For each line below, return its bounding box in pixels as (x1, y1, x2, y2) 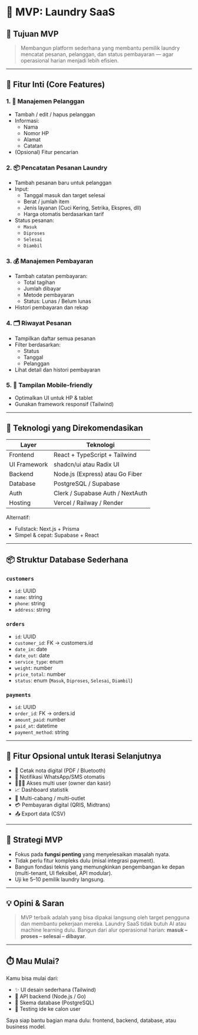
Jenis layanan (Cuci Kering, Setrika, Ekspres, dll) (23, 204, 141, 211)
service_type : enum (14, 658, 64, 665)
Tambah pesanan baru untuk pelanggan (14, 179, 112, 186)
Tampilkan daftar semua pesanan (14, 335, 96, 342)
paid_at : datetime (14, 722, 58, 729)
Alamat (23, 136, 41, 143)
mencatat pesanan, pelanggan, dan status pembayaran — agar (20, 51, 174, 58)
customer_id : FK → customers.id (14, 639, 93, 646)
